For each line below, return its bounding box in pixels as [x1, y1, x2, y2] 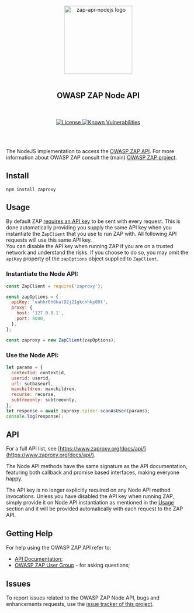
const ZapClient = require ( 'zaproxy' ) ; [6, 283, 103, 289]
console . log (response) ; [6, 413, 64, 419]
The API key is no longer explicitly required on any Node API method [6, 486, 171, 494]
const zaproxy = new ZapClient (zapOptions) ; [6, 337, 116, 343]
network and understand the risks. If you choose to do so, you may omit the [6, 249, 189, 256]
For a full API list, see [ [6, 445, 60, 452]
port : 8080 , [16, 316, 46, 321]
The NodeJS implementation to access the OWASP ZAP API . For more [6, 147, 175, 154]
